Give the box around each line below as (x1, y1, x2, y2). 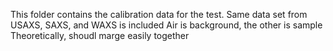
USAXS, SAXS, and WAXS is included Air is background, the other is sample (10, 19, 323, 31)
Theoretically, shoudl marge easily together (10, 30, 190, 41)
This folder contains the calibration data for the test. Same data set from (10, 9, 308, 20)
